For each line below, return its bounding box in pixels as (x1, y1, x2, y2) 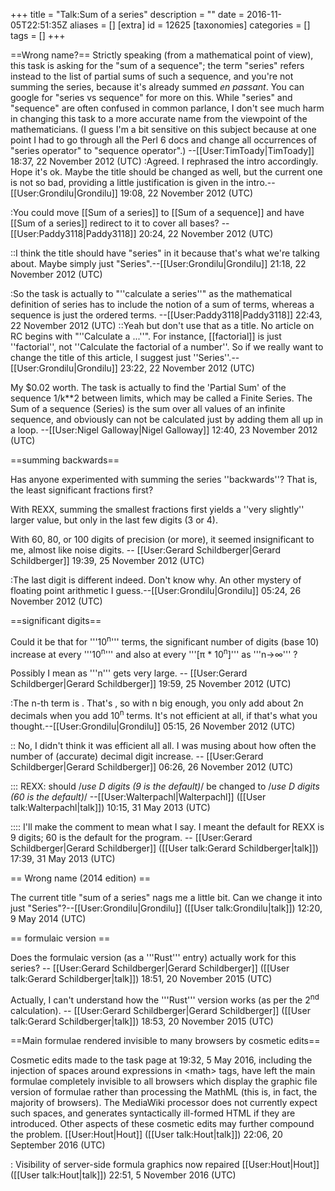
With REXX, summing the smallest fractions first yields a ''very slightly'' (10, 504, 305, 515)
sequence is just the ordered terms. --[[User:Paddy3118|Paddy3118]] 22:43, (10, 309, 323, 321)
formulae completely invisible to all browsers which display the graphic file (10, 1075, 318, 1087)
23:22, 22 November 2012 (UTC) (119, 362, 255, 374)
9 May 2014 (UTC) (10, 912, 87, 924)
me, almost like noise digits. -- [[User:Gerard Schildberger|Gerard (10, 544, 281, 556)
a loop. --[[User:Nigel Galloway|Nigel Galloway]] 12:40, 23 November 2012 (10, 424, 318, 436)
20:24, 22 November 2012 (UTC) (138, 228, 274, 239)
